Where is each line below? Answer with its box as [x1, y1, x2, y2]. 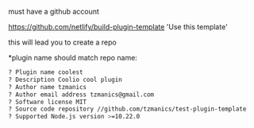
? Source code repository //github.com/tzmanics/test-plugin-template [8, 105, 247, 114]
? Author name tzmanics [8, 83, 87, 91]
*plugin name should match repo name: [8, 53, 137, 62]
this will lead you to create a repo [8, 37, 117, 47]
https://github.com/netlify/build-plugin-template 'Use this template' [8, 22, 228, 31]
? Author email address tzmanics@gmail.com [8, 91, 155, 99]
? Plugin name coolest [8, 68, 83, 76]
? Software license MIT [8, 98, 87, 106]
